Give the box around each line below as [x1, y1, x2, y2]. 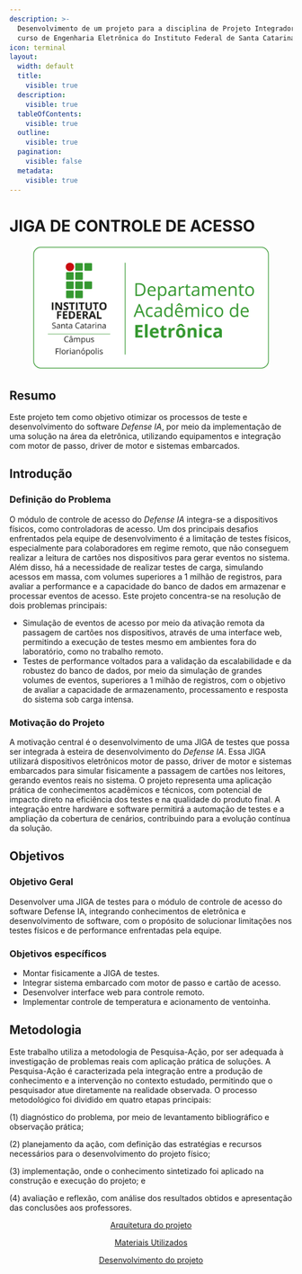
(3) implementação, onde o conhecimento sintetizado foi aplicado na [9, 1165, 264, 1176]
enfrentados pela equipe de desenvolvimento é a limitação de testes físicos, [9, 533, 292, 543]
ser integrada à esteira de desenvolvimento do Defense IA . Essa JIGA [9, 746, 267, 757]
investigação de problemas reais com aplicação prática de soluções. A [9, 1055, 271, 1066]
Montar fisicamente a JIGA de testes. [22, 967, 160, 978]
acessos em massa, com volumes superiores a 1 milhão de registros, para [9, 571, 283, 582]
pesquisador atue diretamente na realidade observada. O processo [9, 1084, 258, 1095]
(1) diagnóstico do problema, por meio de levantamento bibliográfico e [9, 1111, 270, 1122]
